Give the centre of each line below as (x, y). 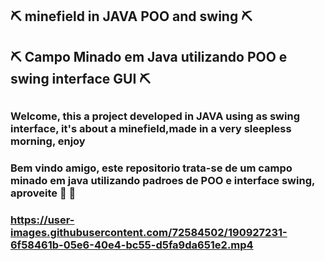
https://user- (42, 220)
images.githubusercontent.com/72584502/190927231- (149, 233)
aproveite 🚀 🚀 (43, 193)
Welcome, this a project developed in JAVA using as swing (155, 116)
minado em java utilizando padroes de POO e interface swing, (162, 181)
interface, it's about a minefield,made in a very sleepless (151, 129)
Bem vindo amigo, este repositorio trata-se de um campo (151, 168)
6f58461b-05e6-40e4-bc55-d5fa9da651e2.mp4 (132, 245)
